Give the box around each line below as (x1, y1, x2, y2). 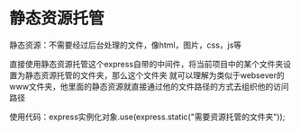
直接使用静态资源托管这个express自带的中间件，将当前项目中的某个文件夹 (9, 58, 284, 69)
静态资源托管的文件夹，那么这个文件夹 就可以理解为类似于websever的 (24, 69, 286, 81)
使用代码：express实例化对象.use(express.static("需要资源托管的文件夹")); (9, 111, 286, 122)
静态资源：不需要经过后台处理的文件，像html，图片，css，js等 (9, 39, 242, 50)
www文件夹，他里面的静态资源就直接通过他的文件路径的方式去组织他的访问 (9, 81, 290, 92)
